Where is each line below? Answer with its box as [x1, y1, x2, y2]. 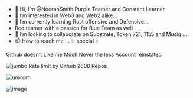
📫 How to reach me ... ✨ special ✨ [14, 37, 100, 44]
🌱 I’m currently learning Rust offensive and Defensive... [14, 18, 149, 25]
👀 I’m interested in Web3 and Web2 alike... [14, 12, 118, 19]
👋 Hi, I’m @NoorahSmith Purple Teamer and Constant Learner [14, 6, 165, 12]
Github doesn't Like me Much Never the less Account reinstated [6, 51, 162, 58]
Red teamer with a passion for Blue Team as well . [14, 24, 136, 31]
